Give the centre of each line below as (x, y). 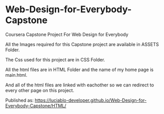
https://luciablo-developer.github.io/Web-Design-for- (91, 100)
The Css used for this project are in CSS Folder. (55, 59)
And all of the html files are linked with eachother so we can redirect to (80, 85)
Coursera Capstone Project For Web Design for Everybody (67, 34)
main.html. (16, 75)
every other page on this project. (40, 90)
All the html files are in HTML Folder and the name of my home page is (79, 70)
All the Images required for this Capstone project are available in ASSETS (82, 44)
